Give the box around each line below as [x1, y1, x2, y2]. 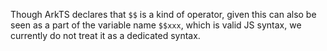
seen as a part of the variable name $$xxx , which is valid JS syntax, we [10, 19, 302, 31]
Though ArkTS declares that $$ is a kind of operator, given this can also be [10, 9, 317, 20]
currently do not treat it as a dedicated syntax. [10, 30, 201, 41]
